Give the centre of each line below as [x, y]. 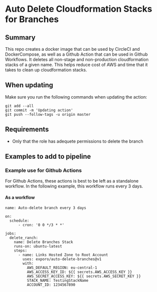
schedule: [19, 221]
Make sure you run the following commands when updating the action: [76, 97]
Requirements [27, 130]
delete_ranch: [24, 238]
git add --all [20, 106]
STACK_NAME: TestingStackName [58, 280]
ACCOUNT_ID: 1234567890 [51, 285]
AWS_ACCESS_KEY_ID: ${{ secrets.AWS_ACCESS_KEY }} [79, 272]
